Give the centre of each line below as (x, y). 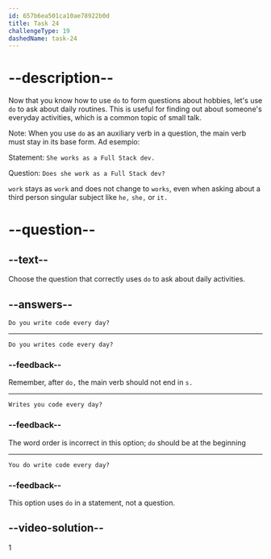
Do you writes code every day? (61, 344)
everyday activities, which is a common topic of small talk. (105, 118)
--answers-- (40, 305)
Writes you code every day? (56, 405)
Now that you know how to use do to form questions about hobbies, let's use (135, 101)
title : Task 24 (34, 23)
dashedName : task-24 (43, 38)
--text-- (28, 259)
